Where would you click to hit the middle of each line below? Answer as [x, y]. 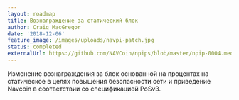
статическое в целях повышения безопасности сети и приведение [109, 81]
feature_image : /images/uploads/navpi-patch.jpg [81, 40]
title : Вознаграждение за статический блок [73, 21]
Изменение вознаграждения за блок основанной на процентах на [108, 73]
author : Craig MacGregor [44, 27]
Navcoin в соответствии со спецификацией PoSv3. [84, 89]
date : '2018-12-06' [36, 34]
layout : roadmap [31, 14]
